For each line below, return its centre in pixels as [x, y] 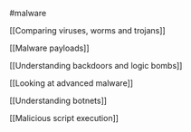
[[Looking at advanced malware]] [72, 83]
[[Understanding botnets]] [58, 100]
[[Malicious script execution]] [64, 118]
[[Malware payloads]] [49, 48]
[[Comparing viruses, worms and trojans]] [87, 30]
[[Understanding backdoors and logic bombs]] [96, 66]
